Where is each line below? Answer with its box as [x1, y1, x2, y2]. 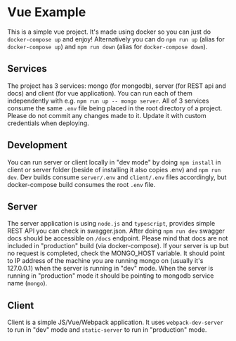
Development [7, 139, 68, 151]
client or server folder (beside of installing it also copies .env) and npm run [7, 165, 221, 174]
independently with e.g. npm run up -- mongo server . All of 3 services [7, 96, 209, 105]
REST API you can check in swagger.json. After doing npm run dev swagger [7, 226, 225, 236]
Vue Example [7, 4, 86, 20]
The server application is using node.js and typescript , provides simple [7, 219, 216, 228]
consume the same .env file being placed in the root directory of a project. [7, 103, 223, 112]
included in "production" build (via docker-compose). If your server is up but [7, 242, 229, 250]
